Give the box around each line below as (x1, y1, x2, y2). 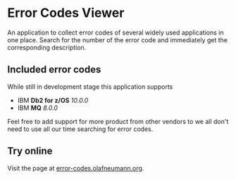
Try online (7, 145, 53, 157)
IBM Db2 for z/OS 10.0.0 (17, 96, 89, 104)
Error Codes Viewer (7, 5, 125, 21)
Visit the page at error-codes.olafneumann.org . (7, 163, 144, 172)
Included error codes (7, 63, 101, 75)
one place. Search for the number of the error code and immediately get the (7, 35, 228, 44)
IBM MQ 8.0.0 (17, 104, 58, 112)
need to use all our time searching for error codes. (7, 125, 154, 133)
